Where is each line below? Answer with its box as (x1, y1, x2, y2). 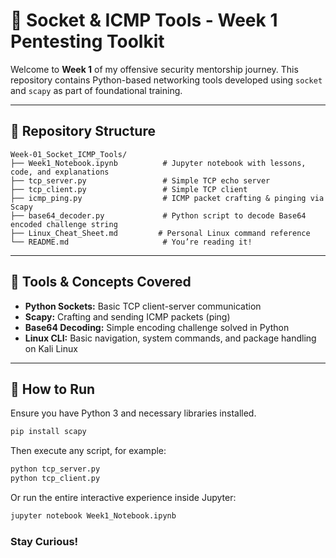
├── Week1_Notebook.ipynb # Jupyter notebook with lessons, (10, 158, 307, 168)
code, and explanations (10, 167, 110, 177)
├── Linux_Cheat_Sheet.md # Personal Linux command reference (10, 228, 311, 238)
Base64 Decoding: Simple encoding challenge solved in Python (24, 321, 290, 333)
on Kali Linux (24, 342, 78, 354)
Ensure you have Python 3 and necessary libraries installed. (10, 407, 257, 419)
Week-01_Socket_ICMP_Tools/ (10, 149, 128, 159)
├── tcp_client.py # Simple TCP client (10, 184, 248, 194)
